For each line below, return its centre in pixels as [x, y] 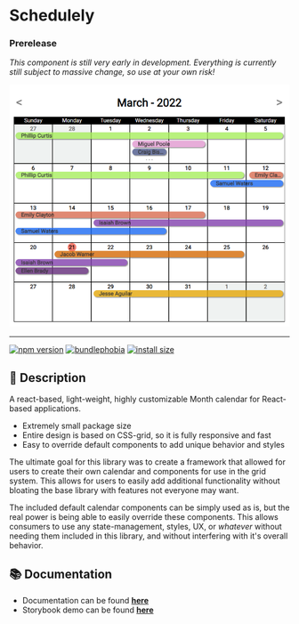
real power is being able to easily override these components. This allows [144, 517]
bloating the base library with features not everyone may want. [124, 490]
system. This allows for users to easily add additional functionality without [145, 481]
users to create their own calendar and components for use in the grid [138, 472]
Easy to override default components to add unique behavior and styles [153, 445]
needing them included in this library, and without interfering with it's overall [149, 536]
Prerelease [33, 44]
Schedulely [52, 16]
